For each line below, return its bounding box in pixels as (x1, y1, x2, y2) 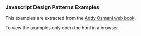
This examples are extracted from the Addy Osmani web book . (5, 15, 136, 21)
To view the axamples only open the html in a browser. (5, 25, 119, 31)
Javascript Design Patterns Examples (5, 4, 100, 11)
